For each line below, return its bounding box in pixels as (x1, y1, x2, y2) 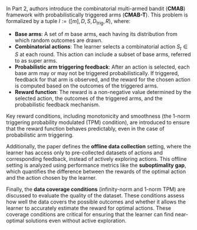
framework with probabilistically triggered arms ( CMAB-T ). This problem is (6, 11, 188, 18)
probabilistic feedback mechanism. (14, 101, 100, 108)
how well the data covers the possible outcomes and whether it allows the (6, 198, 186, 205)
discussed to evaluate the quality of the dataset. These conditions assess (6, 192, 185, 199)
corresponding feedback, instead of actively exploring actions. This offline (6, 155, 187, 162)
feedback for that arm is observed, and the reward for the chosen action (14, 76, 191, 83)
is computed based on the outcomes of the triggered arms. (14, 82, 159, 89)
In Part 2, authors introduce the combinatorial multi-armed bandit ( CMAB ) (6, 5, 186, 12)
